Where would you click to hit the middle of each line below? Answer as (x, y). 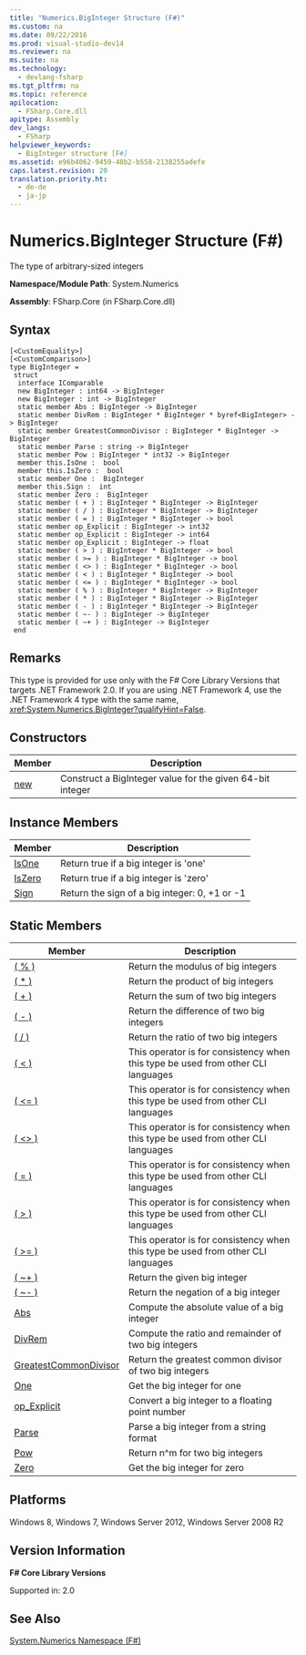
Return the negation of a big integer (204, 1292)
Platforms (38, 1500)
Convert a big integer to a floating (200, 1400)
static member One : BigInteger (81, 478)
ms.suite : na (34, 60)
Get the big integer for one (184, 1386)
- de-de (32, 188)
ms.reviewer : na (40, 52)
